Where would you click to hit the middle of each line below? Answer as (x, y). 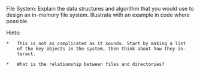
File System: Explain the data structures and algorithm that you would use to (100, 9)
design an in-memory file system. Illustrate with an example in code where (98, 15)
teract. (26, 54)
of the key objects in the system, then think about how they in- (101, 49)
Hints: (13, 33)
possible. (17, 21)
